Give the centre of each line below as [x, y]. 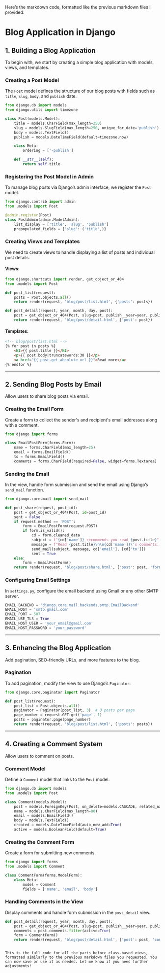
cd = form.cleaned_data [55, 535]
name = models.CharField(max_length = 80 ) [56, 811]
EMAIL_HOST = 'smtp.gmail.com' [37, 610]
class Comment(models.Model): [36, 802]
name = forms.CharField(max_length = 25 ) [55, 448]
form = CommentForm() [36, 935]
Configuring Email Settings [38, 580]
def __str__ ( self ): [34, 160]
